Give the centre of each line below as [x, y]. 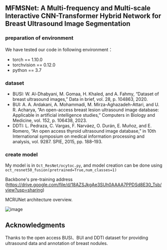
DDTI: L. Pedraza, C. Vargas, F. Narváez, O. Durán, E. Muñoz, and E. [82, 125]
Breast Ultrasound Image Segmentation [68, 24]
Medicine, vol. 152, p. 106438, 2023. [50, 120]
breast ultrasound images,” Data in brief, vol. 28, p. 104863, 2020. [80, 99]
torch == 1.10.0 [27, 59]
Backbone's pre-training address [39, 180]
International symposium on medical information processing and [78, 136]
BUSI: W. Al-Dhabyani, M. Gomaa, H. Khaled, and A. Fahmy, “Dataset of [86, 94]
